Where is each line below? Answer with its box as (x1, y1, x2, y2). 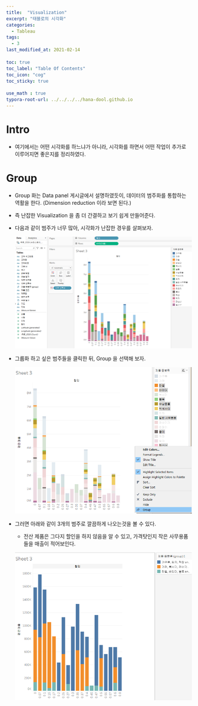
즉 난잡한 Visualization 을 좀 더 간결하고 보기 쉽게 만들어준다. (14, 211, 156, 218)
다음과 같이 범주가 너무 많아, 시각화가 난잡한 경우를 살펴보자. (14, 224, 153, 231)
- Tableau (11, 28, 35, 34)
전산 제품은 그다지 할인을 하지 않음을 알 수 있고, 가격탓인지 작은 (23, 532, 168, 540)
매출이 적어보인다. (34, 540, 76, 547)
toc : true (6, 59, 31, 65)
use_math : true (6, 90, 46, 97)
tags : (6, 34, 19, 41)
